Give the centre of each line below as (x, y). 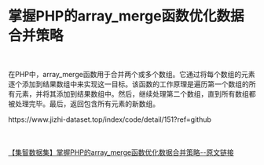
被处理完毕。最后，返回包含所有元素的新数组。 (84, 104)
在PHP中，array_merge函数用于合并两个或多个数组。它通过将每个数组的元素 (132, 74)
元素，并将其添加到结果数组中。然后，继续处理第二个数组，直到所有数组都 (135, 93)
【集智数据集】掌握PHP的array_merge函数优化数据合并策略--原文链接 (121, 152)
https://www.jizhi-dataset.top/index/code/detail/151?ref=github (110, 119)
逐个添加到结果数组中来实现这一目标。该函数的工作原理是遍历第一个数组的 (128, 84)
